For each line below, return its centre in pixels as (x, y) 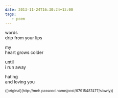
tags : (11, 14)
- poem (18, 19)
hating (12, 77)
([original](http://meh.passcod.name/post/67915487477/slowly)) (59, 91)
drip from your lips (24, 38)
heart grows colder (24, 52)
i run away (15, 67)
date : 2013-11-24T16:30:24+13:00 (39, 10)
